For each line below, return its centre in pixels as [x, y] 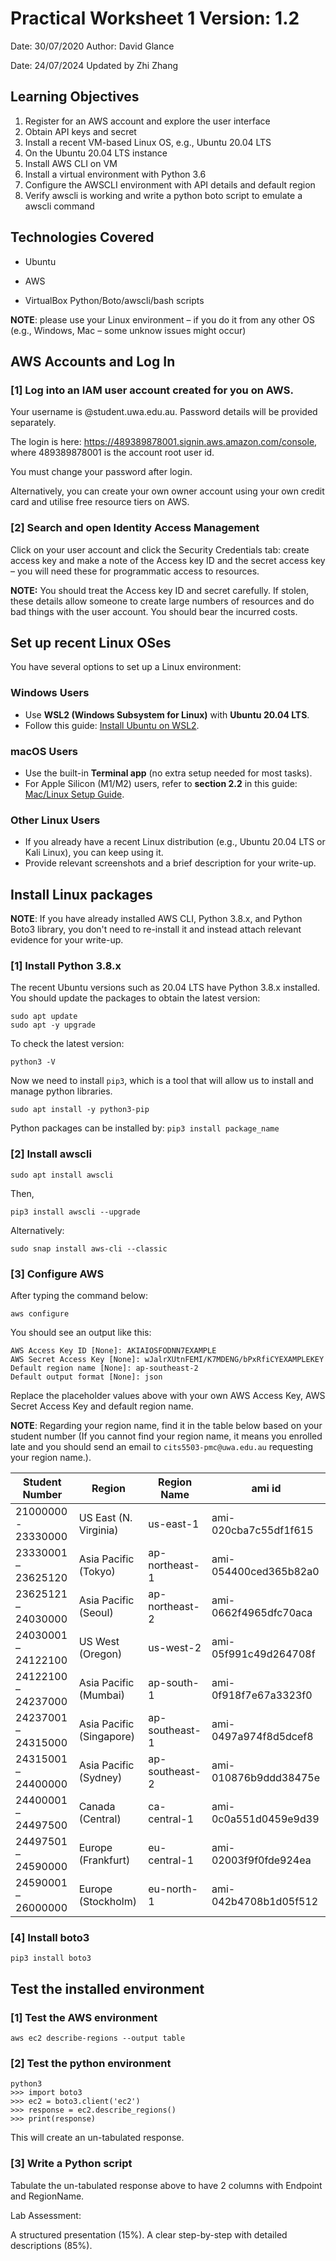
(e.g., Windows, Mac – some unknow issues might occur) [128, 330]
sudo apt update [44, 1017]
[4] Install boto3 [50, 1937]
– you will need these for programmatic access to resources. [135, 571]
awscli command [59, 206]
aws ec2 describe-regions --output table [98, 2038]
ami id [266, 1488]
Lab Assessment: [46, 2215]
